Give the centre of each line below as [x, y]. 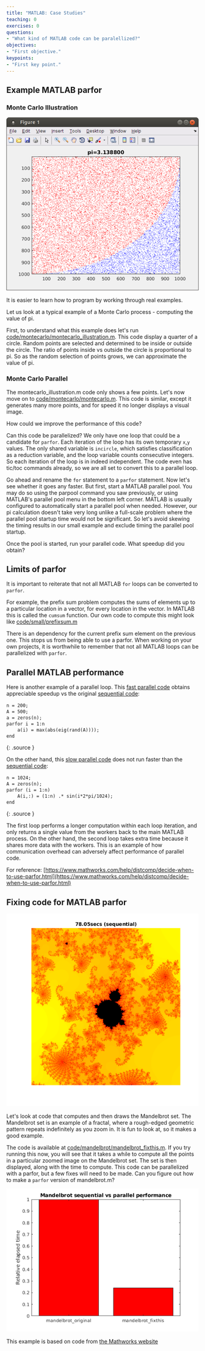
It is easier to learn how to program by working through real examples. [95, 300]
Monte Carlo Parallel [37, 379]
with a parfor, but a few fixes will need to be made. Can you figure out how [100, 1174]
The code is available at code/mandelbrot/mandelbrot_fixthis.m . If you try [99, 1148]
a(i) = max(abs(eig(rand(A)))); [58, 730]
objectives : [21, 45]
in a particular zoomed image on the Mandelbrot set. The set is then [92, 1161]
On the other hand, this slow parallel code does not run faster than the [95, 759]
